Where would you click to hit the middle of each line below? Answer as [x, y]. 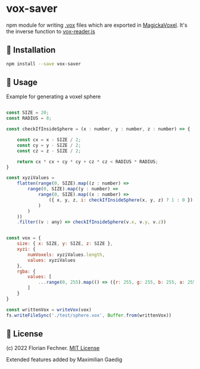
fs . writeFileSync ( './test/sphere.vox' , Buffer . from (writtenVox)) [89, 315]
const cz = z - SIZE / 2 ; [49, 151]
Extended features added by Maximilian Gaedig [64, 359]
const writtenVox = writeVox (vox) [49, 309]
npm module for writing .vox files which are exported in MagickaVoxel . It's [97, 25]
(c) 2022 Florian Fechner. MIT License [53, 348]
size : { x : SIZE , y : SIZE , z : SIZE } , [65, 244]
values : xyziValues [52, 260]
